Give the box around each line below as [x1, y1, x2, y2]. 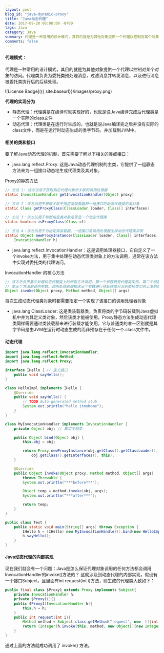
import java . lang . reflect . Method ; [5, 355, 76, 359]
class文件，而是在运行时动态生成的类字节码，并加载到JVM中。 [12, 127, 139, 133]
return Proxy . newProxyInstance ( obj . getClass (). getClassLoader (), [22, 448, 159, 453]
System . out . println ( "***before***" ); [22, 480, 99, 485]
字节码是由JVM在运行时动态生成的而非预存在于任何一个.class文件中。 [12, 327, 153, 333]
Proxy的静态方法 [5, 178, 38, 184]
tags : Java [5, 25, 27, 30]
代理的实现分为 [5, 98, 35, 104]
